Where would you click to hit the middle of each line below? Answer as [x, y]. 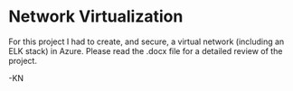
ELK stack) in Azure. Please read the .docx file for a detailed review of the [146, 50]
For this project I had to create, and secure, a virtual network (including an [146, 41]
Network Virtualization [96, 17]
